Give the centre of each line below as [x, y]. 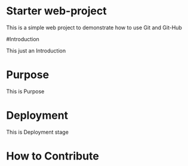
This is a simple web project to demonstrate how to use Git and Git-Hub [94, 27]
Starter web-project [57, 11]
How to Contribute [53, 156]
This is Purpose [25, 91]
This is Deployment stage [37, 132]
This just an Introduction [36, 50]
